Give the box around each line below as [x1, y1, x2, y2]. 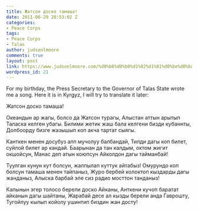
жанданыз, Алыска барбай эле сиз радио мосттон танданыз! [6, 174, 160, 182]
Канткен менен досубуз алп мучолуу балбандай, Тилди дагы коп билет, [6, 138, 187, 145]
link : [6, 63, 19, 70]
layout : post [6, 58, 38, 64]
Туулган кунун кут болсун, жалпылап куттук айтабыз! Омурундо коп [6, 162, 179, 169]
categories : [6, 19, 35, 25]
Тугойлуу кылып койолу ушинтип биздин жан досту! [6, 199, 138, 206]
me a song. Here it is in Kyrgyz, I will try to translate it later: [6, 91, 149, 98]
